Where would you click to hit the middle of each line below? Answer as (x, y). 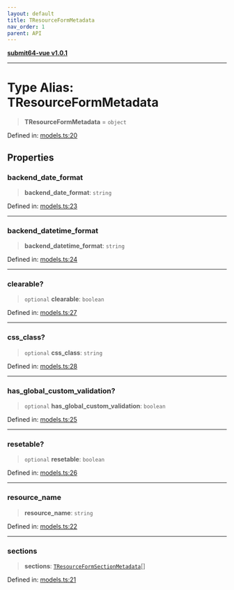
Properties (31, 157)
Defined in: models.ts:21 (42, 580)
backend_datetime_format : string (75, 246)
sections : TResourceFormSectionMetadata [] (85, 566)
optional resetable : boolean (64, 459)
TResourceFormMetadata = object (75, 122)
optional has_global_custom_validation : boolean (95, 406)
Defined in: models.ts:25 (42, 420)
